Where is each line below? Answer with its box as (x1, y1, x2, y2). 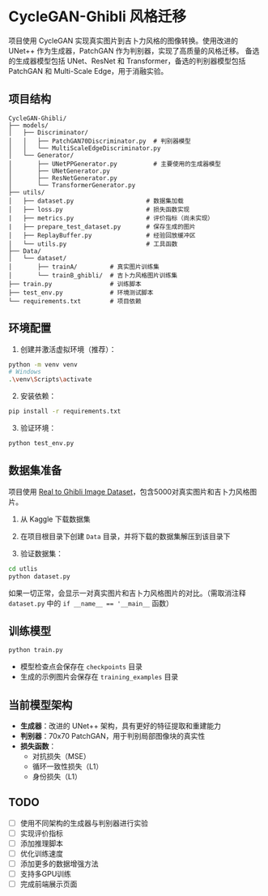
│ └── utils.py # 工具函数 (8, 240, 178, 248)
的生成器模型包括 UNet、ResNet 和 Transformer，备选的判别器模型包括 (8, 56, 246, 66)
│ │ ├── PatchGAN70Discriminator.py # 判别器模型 (8, 137, 192, 145)
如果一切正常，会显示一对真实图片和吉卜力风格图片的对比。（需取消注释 (8, 588, 246, 598)
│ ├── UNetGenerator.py (8, 167, 111, 175)
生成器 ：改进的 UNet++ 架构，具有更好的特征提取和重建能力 (19, 721, 221, 731)
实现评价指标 (19, 828, 63, 838)
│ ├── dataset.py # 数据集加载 (8, 196, 184, 205)
